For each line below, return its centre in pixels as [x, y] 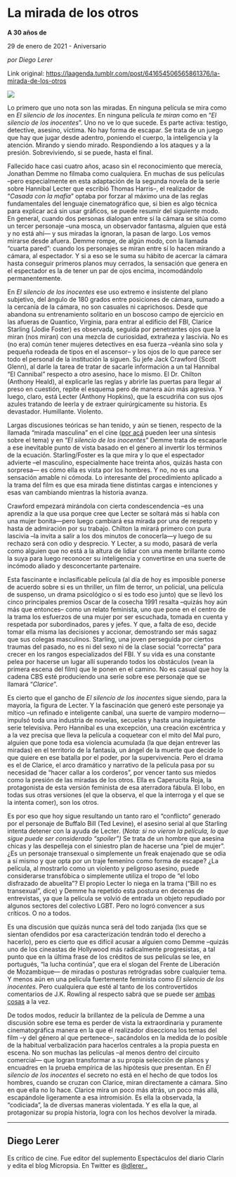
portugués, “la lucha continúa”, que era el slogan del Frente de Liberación [113, 964]
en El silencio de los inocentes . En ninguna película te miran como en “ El [112, 115]
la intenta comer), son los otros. [53, 802]
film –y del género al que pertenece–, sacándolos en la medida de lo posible [117, 1037]
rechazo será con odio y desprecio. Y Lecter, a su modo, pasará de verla [112, 543]
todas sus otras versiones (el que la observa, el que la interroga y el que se [116, 795]
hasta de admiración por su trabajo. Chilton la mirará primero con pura [109, 528]
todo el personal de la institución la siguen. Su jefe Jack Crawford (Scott [112, 359]
